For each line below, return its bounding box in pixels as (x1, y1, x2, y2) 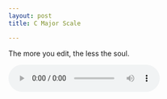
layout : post (8, 11, 52, 20)
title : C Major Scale (8, 19, 81, 27)
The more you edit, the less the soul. (8, 48, 130, 58)
